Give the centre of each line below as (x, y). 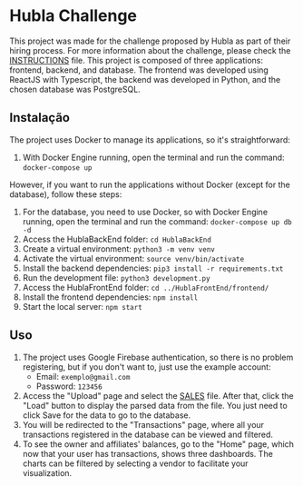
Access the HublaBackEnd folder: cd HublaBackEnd (117, 239)
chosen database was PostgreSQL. (75, 89)
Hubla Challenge (73, 16)
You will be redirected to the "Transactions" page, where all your (143, 424)
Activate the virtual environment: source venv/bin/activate (133, 258)
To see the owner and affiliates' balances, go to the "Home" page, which (158, 444)
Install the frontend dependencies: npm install (110, 297)
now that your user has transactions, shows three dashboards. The (148, 453)
